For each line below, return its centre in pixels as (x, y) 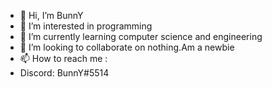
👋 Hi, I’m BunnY (51, 15)
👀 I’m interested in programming (86, 26)
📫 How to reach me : (63, 58)
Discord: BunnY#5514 (64, 73)
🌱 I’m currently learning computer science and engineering (141, 36)
